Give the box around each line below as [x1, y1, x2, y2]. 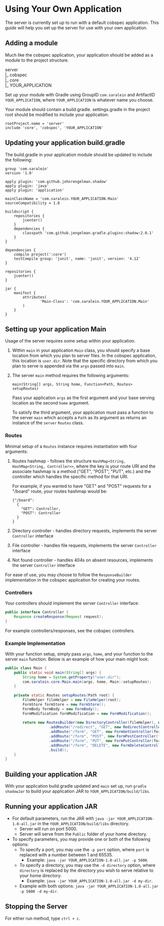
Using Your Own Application [5, 3, 122, 15]
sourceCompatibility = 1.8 [5, 201, 60, 205]
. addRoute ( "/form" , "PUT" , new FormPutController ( [48, 738, 154, 743]
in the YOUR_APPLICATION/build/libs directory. [37, 820, 130, 826]
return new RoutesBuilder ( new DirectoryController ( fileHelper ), [22, 720, 156, 725]
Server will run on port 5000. [19, 826, 78, 832]
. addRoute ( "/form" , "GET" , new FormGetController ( [48, 729, 154, 734]
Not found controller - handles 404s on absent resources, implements [12, 557, 153, 563]
